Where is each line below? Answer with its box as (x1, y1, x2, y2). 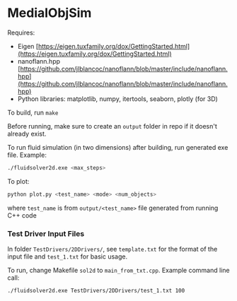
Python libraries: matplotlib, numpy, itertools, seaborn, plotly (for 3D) (17, 94, 218, 103)
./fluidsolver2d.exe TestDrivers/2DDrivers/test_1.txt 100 (7, 287, 185, 294)
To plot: (7, 177, 30, 185)
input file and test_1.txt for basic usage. (7, 252, 128, 261)
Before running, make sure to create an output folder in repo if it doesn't (7, 122, 218, 130)
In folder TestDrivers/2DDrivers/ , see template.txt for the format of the (7, 244, 218, 253)
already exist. (7, 129, 47, 138)
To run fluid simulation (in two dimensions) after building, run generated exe (7, 143, 229, 151)
